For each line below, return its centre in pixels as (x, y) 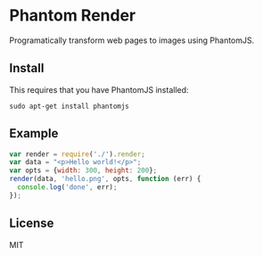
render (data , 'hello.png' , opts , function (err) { (105, 179)
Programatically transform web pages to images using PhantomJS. (132, 40)
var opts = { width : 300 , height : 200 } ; (83, 170)
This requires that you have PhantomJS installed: (99, 89)
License (32, 224)
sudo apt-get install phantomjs (69, 106)
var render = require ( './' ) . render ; (77, 154)
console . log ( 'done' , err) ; (67, 187)
